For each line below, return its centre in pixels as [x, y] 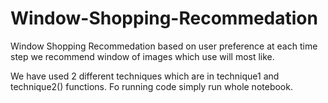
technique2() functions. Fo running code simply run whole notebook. [151, 86]
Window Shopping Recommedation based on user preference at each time [164, 46]
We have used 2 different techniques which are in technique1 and [145, 76]
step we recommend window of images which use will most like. [142, 56]
